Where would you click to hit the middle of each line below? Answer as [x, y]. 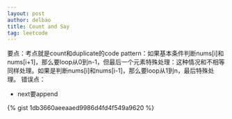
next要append [38, 94]
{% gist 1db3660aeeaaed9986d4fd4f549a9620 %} [81, 108]
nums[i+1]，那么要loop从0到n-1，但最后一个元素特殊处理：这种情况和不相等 [116, 62]
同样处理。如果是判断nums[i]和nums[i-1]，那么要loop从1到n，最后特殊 [108, 71]
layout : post [26, 13]
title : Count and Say [39, 26]
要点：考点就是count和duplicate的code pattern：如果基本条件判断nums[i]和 [116, 53]
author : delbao [29, 20]
